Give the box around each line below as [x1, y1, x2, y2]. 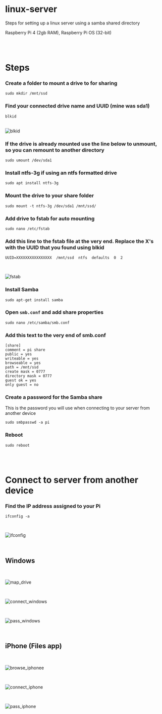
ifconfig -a [5, 514, 30, 519]
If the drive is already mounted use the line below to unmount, [5, 140, 157, 147]
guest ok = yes [5, 378, 37, 383]
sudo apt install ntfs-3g [5, 181, 58, 186]
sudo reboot [5, 443, 30, 448]
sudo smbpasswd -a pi [5, 420, 50, 425]
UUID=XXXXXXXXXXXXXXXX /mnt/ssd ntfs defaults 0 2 [5, 255, 123, 260]
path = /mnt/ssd [5, 365, 39, 370]
